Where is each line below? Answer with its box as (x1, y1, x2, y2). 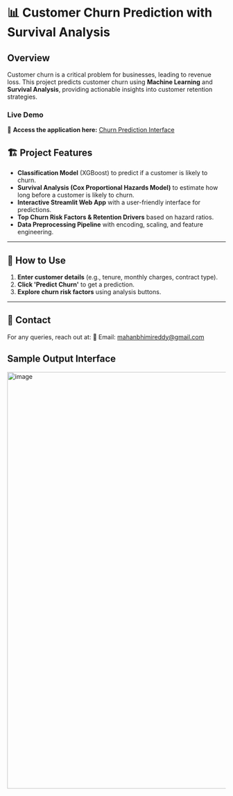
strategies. (7, 92, 38, 101)
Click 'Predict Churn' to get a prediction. (17, 280, 135, 289)
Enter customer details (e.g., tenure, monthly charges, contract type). (17, 273, 218, 281)
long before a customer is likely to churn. (17, 191, 135, 200)
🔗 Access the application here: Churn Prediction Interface (7, 126, 175, 134)
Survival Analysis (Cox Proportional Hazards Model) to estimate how (17, 184, 218, 192)
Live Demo (7, 110, 44, 120)
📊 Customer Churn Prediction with (7, 5, 213, 21)
